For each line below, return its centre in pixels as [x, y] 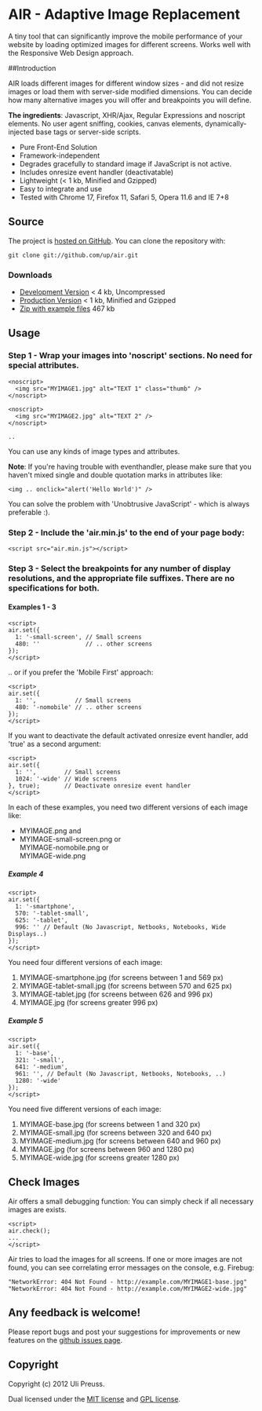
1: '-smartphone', [45, 907]
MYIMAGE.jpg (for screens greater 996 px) [89, 1003]
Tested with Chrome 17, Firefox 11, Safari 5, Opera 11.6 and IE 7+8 [124, 197]
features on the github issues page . [65, 1340]
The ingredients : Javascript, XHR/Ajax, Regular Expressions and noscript [127, 115]
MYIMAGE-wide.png [53, 856]
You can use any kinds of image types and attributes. [94, 451]
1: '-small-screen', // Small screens [79, 638]
